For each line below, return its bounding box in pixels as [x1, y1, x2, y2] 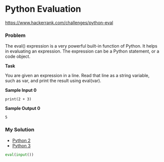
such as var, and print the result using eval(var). [5, 78, 101, 84]
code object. [5, 54, 31, 59]
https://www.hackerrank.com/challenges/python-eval [5, 20, 114, 26]
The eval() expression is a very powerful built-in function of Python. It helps [5, 43, 158, 49]
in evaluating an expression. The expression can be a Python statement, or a [5, 48, 160, 54]
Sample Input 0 [5, 87, 37, 93]
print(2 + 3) [5, 97, 32, 102]
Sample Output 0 [5, 106, 41, 111]
